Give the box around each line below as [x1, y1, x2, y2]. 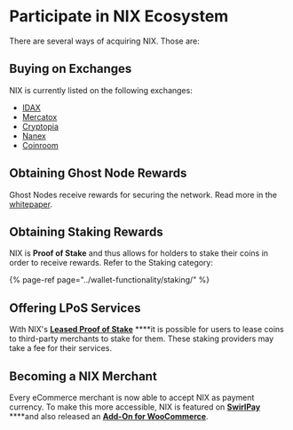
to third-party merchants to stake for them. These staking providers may [9, 333, 274, 344]
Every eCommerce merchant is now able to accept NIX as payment [9, 393, 255, 402]
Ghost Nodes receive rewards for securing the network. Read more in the [9, 189, 278, 200]
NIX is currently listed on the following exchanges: [9, 84, 193, 95]
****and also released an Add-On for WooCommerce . [9, 411, 209, 421]
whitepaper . [9, 198, 53, 210]
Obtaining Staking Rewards [9, 224, 163, 239]
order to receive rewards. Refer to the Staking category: [9, 258, 214, 268]
